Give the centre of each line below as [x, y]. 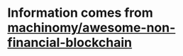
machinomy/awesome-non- [91, 28]
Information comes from [81, 13]
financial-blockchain [70, 43]
